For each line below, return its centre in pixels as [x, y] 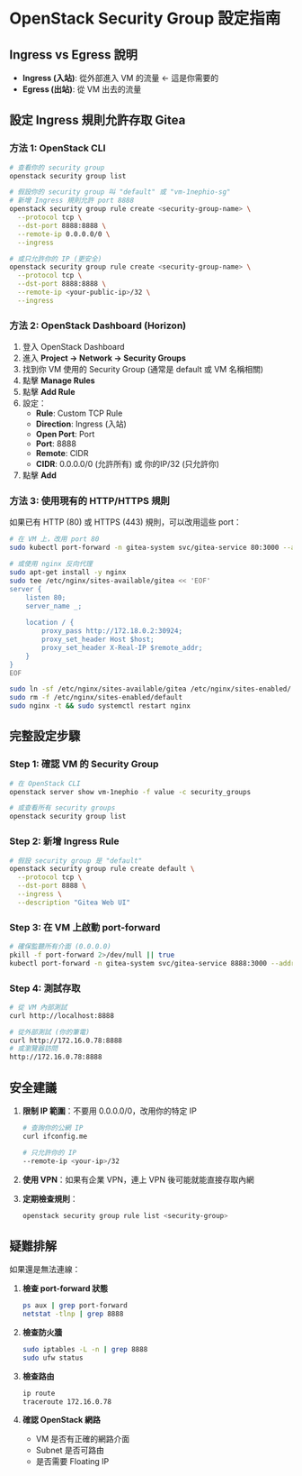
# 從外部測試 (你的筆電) [49, 1032]
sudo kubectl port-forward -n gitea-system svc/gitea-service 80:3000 [144, 548]
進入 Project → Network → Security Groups [104, 358]
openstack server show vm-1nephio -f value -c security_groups [130, 792]
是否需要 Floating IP [72, 1462]
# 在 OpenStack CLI [45, 784]
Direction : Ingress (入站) [81, 424]
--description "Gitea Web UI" [74, 903]
